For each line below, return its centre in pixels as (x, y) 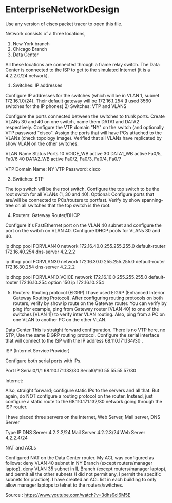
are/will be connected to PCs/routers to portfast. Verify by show (73, 200)
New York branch (31, 43)
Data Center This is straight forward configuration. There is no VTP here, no (85, 330)
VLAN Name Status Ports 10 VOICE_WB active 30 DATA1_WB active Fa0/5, (83, 153)
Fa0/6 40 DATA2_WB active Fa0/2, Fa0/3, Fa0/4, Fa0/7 (63, 159)
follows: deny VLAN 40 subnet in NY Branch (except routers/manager (79, 463)
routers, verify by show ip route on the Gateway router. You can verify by (90, 303)
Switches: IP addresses (37, 85)
